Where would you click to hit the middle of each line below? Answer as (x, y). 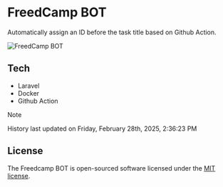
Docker (28, 93)
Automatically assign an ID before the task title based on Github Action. (112, 32)
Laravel (28, 86)
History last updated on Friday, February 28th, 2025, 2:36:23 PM (102, 128)
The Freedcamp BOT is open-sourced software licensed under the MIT (111, 168)
